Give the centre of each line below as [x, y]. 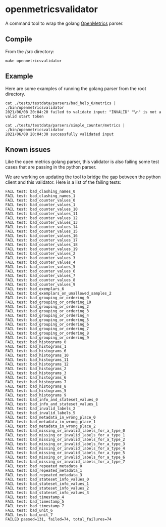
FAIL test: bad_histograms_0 [36, 342]
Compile [19, 39]
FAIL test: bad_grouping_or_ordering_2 [47, 307]
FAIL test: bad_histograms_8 [36, 387]
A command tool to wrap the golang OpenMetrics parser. [64, 23]
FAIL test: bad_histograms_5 [36, 391]
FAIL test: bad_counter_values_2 [40, 254]
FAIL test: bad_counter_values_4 [40, 262]
